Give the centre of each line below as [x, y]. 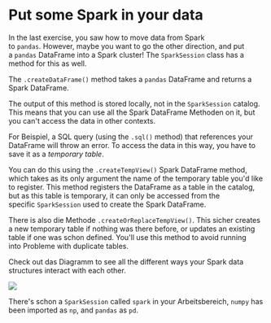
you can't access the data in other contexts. [82, 120]
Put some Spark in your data [106, 15]
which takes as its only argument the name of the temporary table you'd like [135, 178]
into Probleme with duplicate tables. [68, 246]
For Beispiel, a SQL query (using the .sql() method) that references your [131, 137]
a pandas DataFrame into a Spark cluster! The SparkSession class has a [126, 55]
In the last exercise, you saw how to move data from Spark [107, 37]
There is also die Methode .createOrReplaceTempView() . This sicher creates [134, 220]
